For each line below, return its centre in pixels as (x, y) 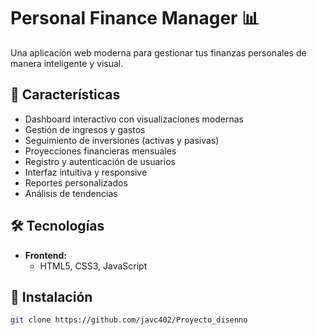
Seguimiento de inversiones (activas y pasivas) (122, 140)
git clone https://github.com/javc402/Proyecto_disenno (129, 320)
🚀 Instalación (51, 296)
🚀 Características (65, 95)
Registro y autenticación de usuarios (100, 161)
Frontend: (45, 255)
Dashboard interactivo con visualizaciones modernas (134, 119)
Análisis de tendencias (71, 193)
